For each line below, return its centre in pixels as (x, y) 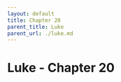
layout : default (31, 14)
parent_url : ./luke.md (40, 33)
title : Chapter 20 (34, 20)
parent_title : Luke (36, 27)
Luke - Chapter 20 (61, 68)
